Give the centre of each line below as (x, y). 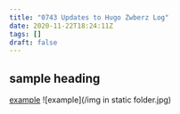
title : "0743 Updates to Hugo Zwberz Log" (89, 17)
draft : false (33, 42)
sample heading (55, 78)
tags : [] (25, 34)
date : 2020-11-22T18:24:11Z (61, 26)
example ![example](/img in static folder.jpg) (90, 100)
